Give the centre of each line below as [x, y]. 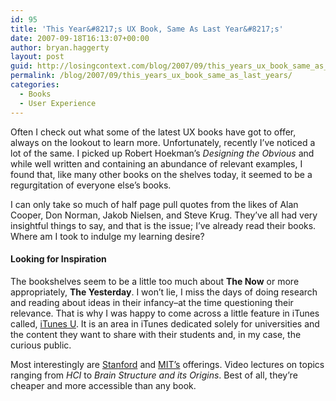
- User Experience [58, 103]
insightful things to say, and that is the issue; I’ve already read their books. [163, 225]
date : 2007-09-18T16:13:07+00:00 [80, 38]
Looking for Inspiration [58, 259]
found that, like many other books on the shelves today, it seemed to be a [161, 174]
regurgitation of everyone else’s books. [91, 185]
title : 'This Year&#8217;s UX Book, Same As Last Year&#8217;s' [147, 29]
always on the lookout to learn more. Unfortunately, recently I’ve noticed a [163, 142]
